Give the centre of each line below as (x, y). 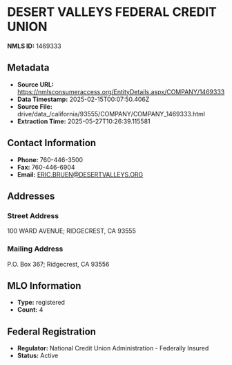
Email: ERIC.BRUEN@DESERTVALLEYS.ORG (80, 175)
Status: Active (38, 356)
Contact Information (52, 143)
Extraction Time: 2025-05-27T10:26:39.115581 (84, 121)
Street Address (33, 215)
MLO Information (44, 286)
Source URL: (35, 84)
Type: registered (41, 303)
